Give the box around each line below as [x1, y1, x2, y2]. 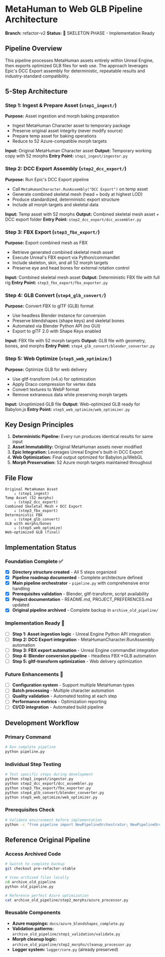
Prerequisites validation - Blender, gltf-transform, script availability [12, 591, 149, 597]
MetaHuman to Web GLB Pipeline [5, 3, 143, 15]
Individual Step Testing [5, 761, 61, 767]
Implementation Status [5, 543, 77, 551]
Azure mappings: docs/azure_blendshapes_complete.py [12, 920, 124, 926]
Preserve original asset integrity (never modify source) [12, 128, 123, 134]
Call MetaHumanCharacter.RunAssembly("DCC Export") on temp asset [12, 186, 148, 192]
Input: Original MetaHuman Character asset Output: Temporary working [5, 148, 152, 154]
